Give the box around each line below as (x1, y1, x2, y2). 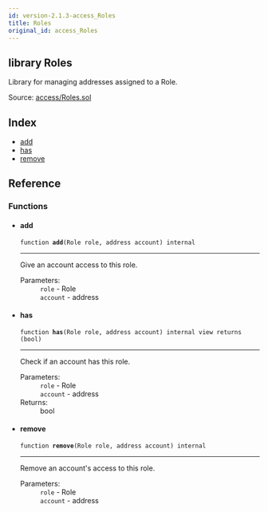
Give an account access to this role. (19, 260, 138, 270)
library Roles (8, 56, 73, 69)
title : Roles (8, 19, 52, 27)
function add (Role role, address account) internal (19, 238, 195, 246)
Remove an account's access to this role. (19, 463, 156, 473)
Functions (8, 201, 48, 212)
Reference (8, 177, 61, 191)
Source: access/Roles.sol (8, 93, 92, 102)
